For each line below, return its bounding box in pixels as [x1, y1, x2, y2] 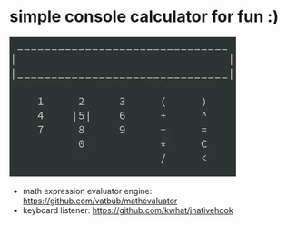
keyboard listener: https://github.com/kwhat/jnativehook [22, 204, 233, 215]
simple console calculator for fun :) [9, 6, 280, 27]
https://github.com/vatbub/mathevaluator [22, 195, 178, 206]
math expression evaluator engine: [22, 185, 153, 196]
